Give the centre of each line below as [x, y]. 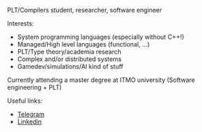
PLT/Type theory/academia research [69, 52]
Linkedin [30, 122]
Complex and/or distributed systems [69, 59]
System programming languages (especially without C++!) [101, 37]
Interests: [21, 23]
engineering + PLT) [35, 87]
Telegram [31, 114]
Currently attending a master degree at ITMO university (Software [101, 80]
